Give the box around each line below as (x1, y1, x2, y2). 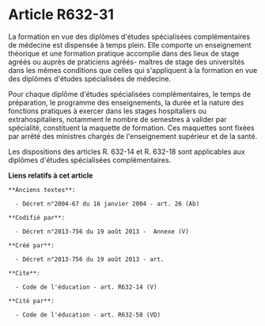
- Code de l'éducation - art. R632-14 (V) (15, 283, 157, 291)
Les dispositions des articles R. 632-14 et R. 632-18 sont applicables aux (8, 147, 245, 156)
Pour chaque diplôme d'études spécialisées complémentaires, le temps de (8, 89, 252, 98)
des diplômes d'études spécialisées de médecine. (8, 74, 172, 83)
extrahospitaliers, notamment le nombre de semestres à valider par (8, 114, 227, 124)
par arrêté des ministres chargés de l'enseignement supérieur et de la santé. (8, 131, 258, 140)
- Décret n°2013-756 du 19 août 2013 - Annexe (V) (15, 228, 190, 236)
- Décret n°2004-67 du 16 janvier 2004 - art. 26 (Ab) (15, 200, 200, 208)
